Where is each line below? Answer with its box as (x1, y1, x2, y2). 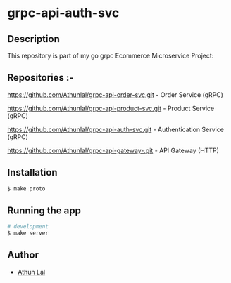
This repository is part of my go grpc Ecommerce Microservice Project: (7, 51, 214, 60)
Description (7, 33, 60, 45)
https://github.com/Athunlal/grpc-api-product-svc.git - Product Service (7, 104, 215, 112)
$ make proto (7, 185, 46, 192)
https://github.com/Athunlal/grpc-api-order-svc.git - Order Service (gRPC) (7, 90, 224, 99)
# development (7, 223, 49, 230)
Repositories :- (7, 72, 74, 84)
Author (7, 249, 39, 261)
